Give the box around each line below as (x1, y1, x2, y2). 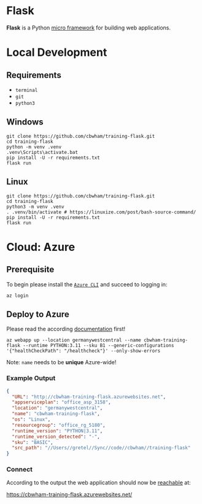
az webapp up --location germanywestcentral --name (6, 337, 141, 343)
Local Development (6, 45, 107, 59)
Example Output (6, 374, 56, 383)
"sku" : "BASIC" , (12, 439, 53, 445)
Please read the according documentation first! (6, 326, 126, 333)
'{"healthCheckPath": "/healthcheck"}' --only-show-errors (6, 348, 161, 354)
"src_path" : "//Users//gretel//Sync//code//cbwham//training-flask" (12, 445, 191, 451)
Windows (6, 117, 44, 128)
